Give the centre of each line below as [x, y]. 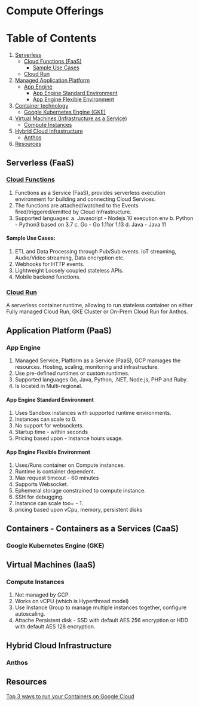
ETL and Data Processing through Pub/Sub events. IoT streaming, [96, 252]
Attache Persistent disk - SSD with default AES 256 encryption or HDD [102, 621]
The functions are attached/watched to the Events [76, 205]
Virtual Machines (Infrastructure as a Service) [71, 118]
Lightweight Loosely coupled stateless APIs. [69, 271]
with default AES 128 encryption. [55, 626]
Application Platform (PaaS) [59, 330]
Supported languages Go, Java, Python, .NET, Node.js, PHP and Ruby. [101, 380]
